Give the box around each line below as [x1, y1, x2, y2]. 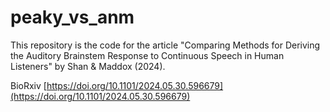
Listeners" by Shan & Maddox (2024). [10, 60, 166, 72]
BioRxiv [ [10, 79, 47, 91]
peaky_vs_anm [10, 6, 135, 29]
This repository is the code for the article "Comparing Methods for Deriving [10, 39, 321, 51]
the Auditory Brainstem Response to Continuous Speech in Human [10, 49, 285, 61]
